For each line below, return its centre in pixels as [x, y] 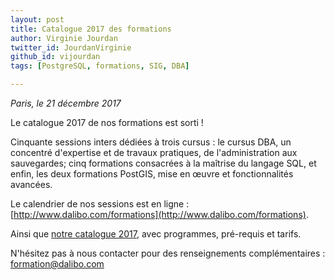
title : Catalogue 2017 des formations [91, 29]
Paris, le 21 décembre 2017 [66, 103]
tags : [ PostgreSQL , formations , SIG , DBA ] [100, 66]
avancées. [31, 184]
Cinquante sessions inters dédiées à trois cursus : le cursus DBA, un [151, 142]
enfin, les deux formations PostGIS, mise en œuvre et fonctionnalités [152, 174]
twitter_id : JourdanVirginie [71, 47]
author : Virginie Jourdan [64, 38]
